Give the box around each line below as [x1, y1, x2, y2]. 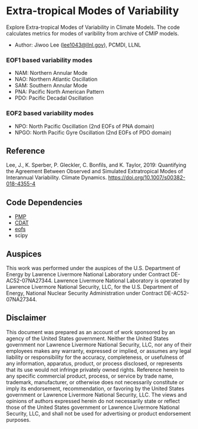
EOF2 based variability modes [6, 109, 94, 117]
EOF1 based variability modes [6, 56, 93, 64]
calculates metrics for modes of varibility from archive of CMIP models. [6, 29, 179, 37]
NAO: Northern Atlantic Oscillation [14, 75, 98, 83]
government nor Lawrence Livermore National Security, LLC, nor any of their [6, 341, 192, 348]
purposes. [6, 416, 31, 423]
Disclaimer [6, 313, 47, 323]
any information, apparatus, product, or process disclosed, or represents [6, 359, 183, 367]
